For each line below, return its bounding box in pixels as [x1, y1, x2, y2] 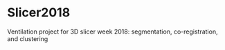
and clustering [7, 34, 48, 42]
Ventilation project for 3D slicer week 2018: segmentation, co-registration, [7, 27, 218, 36]
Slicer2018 [7, 5, 71, 21]
